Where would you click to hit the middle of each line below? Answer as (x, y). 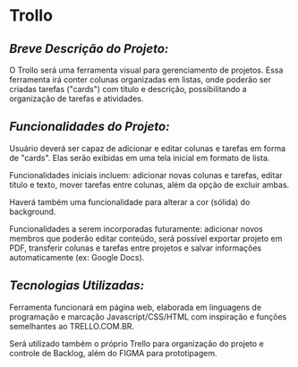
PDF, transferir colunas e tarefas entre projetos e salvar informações (136, 248)
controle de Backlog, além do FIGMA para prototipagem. (113, 353)
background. (33, 211)
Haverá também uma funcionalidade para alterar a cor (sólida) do (130, 201)
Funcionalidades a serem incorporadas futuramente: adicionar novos (136, 228)
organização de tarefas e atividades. (77, 98)
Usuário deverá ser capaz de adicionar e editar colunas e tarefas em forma (148, 148)
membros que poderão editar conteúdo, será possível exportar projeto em (146, 238)
